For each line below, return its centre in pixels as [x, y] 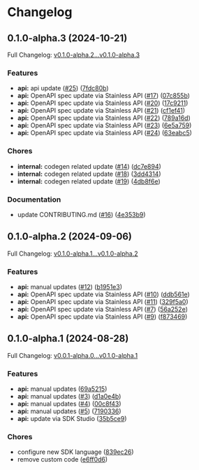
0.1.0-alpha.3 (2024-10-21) [67, 38]
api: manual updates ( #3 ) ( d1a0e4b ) [69, 396]
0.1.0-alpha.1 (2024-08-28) [68, 339]
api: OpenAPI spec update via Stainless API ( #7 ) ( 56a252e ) [103, 309]
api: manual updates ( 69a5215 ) [62, 389]
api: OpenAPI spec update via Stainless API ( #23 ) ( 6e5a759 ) [104, 125]
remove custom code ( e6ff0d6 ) [62, 459]
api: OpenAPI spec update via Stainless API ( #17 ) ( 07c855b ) [104, 96]
